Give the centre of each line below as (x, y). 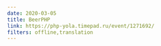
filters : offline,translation (50, 32)
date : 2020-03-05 (32, 13)
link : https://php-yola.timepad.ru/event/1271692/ (81, 26)
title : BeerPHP (29, 20)
